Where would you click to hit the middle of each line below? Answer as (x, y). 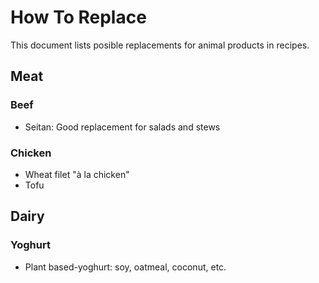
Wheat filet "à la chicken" (77, 174)
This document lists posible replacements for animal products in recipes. (160, 45)
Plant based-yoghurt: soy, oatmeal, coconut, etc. (125, 267)
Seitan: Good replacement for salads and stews (122, 127)
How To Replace (78, 17)
